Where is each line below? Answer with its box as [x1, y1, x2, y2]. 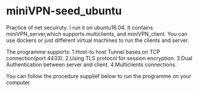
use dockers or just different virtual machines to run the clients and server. [6, 36, 190, 44]
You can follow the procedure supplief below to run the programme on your [6, 72, 192, 79]
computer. [6, 79, 32, 86]
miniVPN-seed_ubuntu [6, 4, 122, 18]
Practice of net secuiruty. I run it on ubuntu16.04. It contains [6, 24, 153, 31]
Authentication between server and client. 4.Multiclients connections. [6, 61, 177, 68]
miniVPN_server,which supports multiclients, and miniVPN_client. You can [6, 30, 188, 37]
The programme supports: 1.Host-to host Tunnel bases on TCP [6, 48, 160, 55]
